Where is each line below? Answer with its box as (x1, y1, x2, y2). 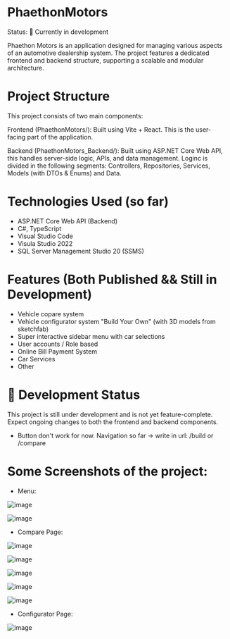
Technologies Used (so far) (7, 194, 169, 210)
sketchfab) (17, 325, 49, 333)
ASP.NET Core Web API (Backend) (17, 216, 118, 225)
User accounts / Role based (17, 340, 98, 348)
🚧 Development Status (7, 387, 141, 402)
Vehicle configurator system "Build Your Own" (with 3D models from (17, 317, 216, 325)
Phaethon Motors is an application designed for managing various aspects (7, 41, 223, 49)
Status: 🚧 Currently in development (7, 27, 109, 36)
